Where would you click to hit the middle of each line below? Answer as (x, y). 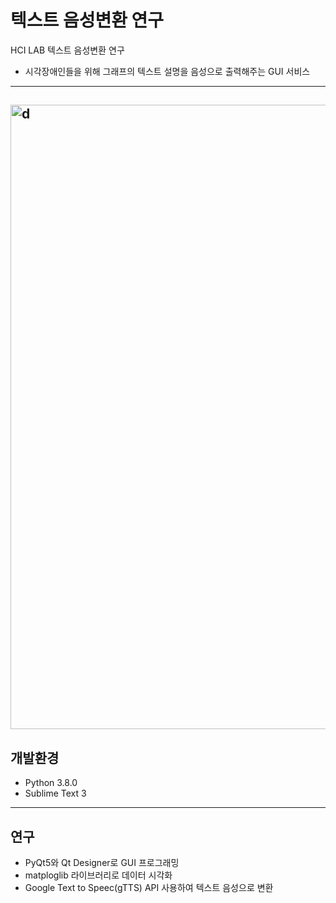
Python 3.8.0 (51, 783)
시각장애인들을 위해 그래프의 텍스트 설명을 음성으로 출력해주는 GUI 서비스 (167, 71)
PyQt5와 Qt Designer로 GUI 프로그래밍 (102, 862)
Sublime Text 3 (55, 793)
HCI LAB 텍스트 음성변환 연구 (67, 50)
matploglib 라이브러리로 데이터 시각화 (98, 875)
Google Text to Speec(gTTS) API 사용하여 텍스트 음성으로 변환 (149, 887)
